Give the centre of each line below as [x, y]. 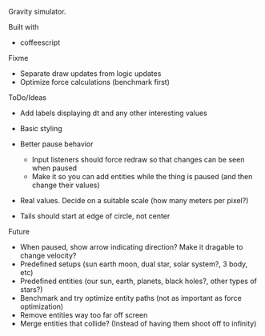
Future [19, 232]
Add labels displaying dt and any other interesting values [114, 113]
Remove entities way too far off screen [84, 315]
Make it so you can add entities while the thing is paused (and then [142, 176]
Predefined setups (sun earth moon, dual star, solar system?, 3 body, [134, 264]
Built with [24, 27]
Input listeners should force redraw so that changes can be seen [138, 160]
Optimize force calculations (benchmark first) [95, 82]
